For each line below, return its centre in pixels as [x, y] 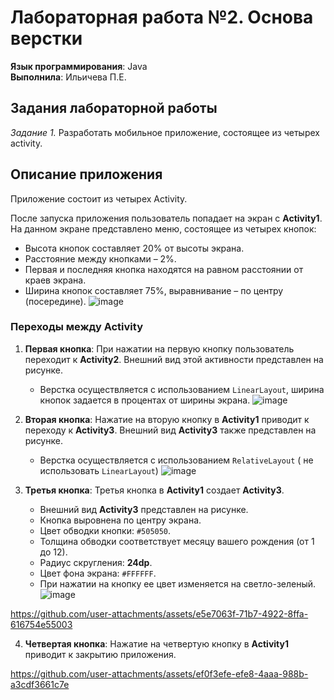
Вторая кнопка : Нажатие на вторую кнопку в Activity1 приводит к [167, 419]
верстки [46, 38]
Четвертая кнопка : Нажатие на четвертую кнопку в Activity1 [156, 643]
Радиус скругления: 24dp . [96, 562]
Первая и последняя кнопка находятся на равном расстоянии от [164, 269]
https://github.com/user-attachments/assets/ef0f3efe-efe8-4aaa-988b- [159, 673]
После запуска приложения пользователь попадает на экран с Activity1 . [166, 218]
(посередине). [55, 301]
